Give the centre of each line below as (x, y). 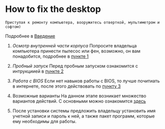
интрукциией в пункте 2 (38, 71)
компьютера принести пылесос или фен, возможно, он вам (76, 51)
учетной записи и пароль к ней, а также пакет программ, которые (83, 116)
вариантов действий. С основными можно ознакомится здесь (79, 101)
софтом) (13, 27)
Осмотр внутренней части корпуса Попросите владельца (74, 45)
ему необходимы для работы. (44, 121)
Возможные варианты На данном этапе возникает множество (79, 96)
